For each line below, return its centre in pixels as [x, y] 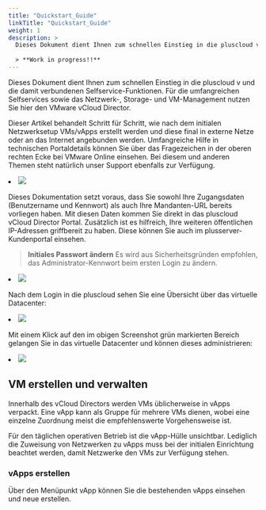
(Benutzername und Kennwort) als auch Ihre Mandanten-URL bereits [120, 205]
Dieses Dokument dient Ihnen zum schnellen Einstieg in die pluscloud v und [132, 82]
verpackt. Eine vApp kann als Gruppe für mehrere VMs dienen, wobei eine [129, 412]
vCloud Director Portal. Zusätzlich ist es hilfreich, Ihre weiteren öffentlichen [131, 222]
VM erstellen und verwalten [78, 384]
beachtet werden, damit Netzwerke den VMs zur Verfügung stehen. [119, 452]
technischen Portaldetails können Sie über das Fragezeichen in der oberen [130, 148]
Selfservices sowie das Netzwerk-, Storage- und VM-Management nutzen [129, 99]
